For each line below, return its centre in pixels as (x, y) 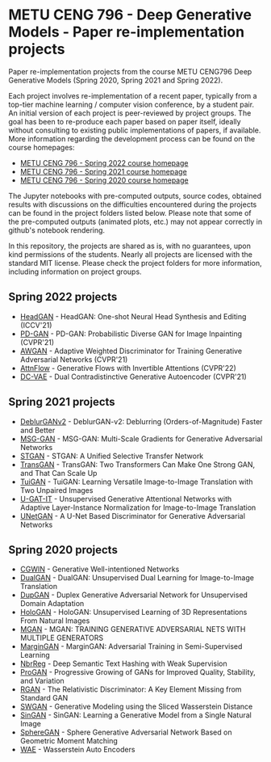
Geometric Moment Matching (69, 741)
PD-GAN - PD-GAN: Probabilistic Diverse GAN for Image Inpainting (131, 334)
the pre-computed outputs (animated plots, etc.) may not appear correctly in (135, 221)
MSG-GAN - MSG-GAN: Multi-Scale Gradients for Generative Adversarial (141, 439)
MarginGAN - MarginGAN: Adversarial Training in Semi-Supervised (131, 646)
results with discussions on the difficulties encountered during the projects (133, 204)
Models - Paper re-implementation (126, 32)
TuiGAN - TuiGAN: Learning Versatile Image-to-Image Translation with (136, 482)
